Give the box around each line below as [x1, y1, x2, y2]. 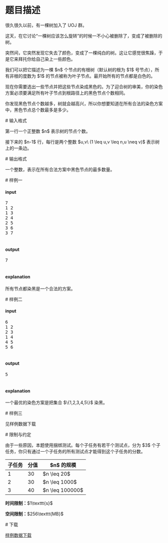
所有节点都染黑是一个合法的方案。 [5, 286, 75, 292]
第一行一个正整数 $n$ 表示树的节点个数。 [5, 128, 91, 134]
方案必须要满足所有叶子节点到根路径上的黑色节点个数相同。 [5, 90, 128, 96]
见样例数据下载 [5, 421, 36, 427]
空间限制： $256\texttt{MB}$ [5, 511, 64, 517]
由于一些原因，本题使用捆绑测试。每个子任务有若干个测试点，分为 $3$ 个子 [5, 442, 161, 448]
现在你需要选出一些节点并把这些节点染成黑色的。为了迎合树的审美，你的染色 [5, 83, 163, 89]
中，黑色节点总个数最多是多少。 [5, 106, 71, 113]
